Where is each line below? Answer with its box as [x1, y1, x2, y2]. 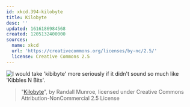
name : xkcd [11, 43, 39, 49]
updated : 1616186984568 [6, 25, 66, 32]
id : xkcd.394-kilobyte [6, 8, 63, 15]
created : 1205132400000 [6, 31, 66, 37]
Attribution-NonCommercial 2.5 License [20, 94, 120, 102]
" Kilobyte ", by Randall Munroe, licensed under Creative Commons [20, 88, 185, 95]
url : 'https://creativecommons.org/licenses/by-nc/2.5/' [11, 48, 158, 54]
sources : [6, 37, 28, 43]
